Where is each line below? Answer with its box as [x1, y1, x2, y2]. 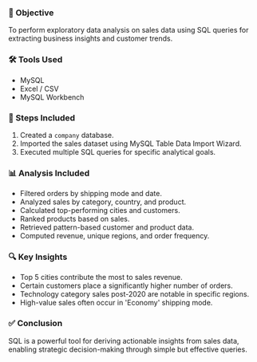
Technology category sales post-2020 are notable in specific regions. [19, 289, 250, 299]
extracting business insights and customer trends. [8, 33, 173, 43]
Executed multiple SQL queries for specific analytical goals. [19, 147, 216, 156]
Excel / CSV [19, 84, 59, 93]
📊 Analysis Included [8, 167, 90, 179]
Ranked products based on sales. [19, 214, 130, 224]
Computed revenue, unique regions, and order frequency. [19, 231, 210, 241]
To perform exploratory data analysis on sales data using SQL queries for [8, 26, 249, 35]
